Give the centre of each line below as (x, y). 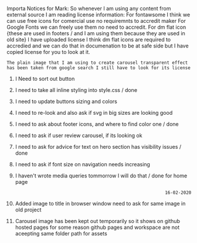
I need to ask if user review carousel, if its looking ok (79, 135)
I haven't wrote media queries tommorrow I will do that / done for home (101, 176)
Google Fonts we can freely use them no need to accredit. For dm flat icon (96, 27)
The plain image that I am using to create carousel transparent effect (97, 63)
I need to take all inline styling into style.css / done (76, 90)
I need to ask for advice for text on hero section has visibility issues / (98, 147)
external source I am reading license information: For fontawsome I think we (98, 15)
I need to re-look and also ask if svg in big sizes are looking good (94, 113)
